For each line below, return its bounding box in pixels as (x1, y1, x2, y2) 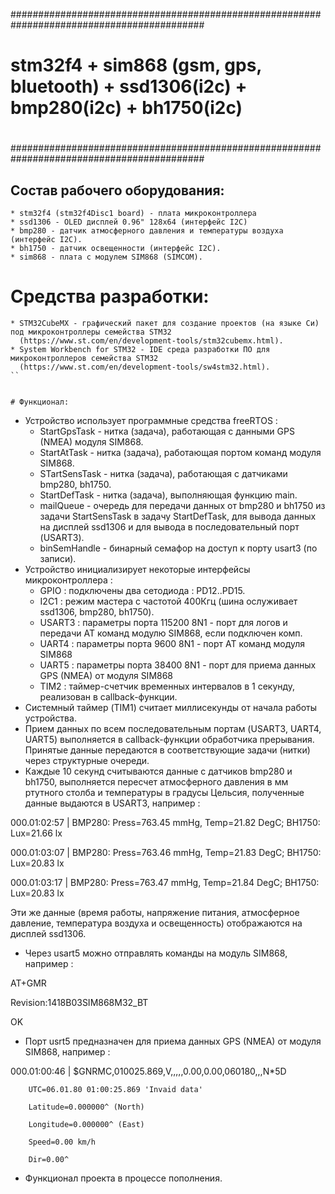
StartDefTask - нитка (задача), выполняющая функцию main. (39, 489, 298, 501)
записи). (39, 553, 77, 565)
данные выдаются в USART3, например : (24, 797, 201, 809)
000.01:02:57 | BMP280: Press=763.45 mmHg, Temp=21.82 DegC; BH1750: (10, 817, 321, 829)
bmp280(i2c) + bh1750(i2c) (10, 97, 243, 119)
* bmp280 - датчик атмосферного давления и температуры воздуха (10, 226, 284, 236)
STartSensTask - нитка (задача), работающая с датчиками (39, 468, 288, 480)
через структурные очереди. (24, 755, 150, 767)
